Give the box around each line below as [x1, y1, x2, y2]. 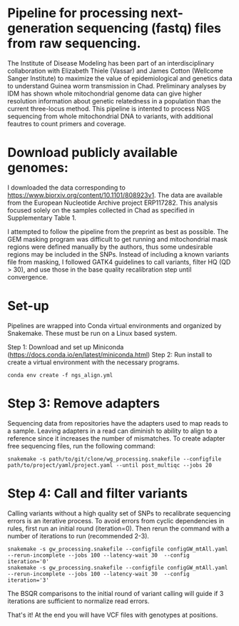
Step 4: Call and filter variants [7, 485, 188, 501]
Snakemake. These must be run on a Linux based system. [7, 329, 178, 337]
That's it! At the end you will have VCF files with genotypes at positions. [7, 610, 218, 619]
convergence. [7, 272, 49, 281]
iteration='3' [7, 576, 50, 584]
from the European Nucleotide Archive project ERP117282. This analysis [7, 198, 218, 207]
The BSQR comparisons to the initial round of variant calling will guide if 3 [7, 589, 224, 597]
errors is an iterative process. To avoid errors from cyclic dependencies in [7, 516, 225, 525]
